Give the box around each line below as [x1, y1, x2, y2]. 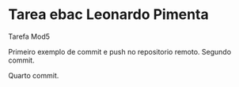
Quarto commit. [8, 70, 59, 80]
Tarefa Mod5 [8, 32, 50, 41]
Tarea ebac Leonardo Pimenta [8, 6, 210, 24]
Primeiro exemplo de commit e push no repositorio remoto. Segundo [8, 47, 232, 56]
